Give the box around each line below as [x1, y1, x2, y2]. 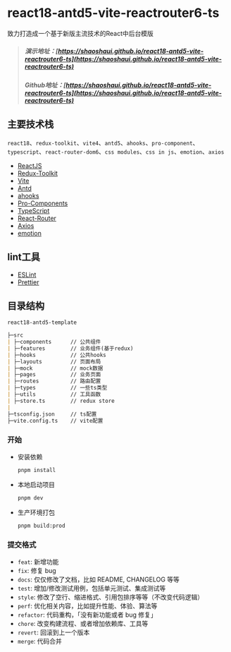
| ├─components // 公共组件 [7, 339, 101, 346]
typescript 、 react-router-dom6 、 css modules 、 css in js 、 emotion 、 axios [7, 147, 225, 156]
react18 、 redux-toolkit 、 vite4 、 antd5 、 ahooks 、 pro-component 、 [7, 138, 199, 147]
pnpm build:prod [17, 522, 65, 529]
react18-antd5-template [7, 319, 77, 326]
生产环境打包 [17, 508, 55, 517]
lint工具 [7, 251, 41, 263]
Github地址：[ [24, 80, 66, 89]
